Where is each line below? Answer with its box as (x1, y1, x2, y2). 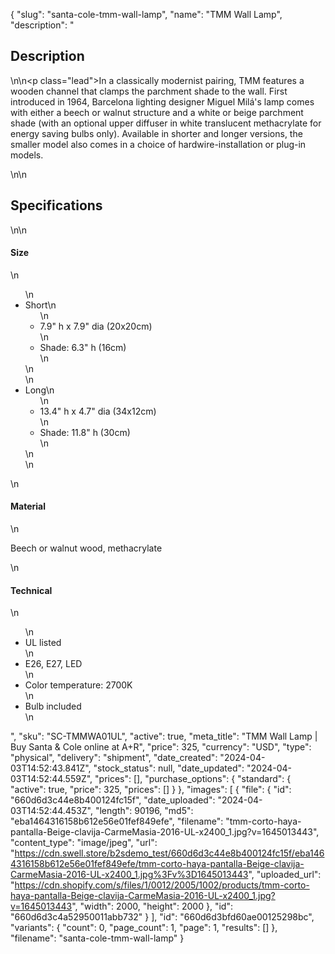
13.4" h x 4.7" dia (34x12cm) (39, 405, 157, 417)
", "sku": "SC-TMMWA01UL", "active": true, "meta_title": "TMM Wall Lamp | (10, 730, 318, 743)
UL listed (24, 637, 62, 649)
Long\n (24, 384, 55, 396)
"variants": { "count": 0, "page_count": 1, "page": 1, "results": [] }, (10, 922, 278, 934)
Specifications (10, 197, 103, 214)
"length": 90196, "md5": (94, 805, 194, 817)
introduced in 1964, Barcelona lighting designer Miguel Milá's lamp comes (10, 95, 315, 108)
